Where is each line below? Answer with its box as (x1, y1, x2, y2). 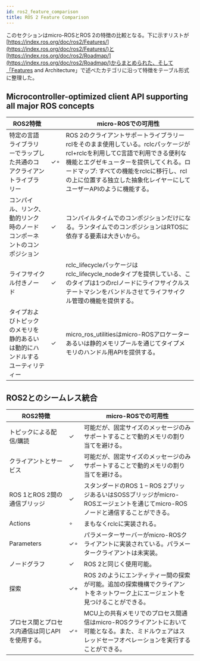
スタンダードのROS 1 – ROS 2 (83, 481, 168, 490)
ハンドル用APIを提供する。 (83, 348, 159, 357)
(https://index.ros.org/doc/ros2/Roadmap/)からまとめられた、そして (6, 59, 174, 66)
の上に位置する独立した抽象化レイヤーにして (65, 176, 191, 184)
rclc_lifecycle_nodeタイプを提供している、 (65, 270, 185, 278)
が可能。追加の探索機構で (83, 580, 156, 588)
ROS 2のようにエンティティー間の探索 (83, 571, 190, 579)
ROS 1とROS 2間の (9, 490, 62, 499)
